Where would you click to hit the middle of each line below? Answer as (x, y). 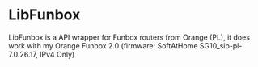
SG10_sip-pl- (221, 45)
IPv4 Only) (57, 54)
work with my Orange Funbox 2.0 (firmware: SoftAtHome (103, 45)
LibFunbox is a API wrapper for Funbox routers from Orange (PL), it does (129, 37)
